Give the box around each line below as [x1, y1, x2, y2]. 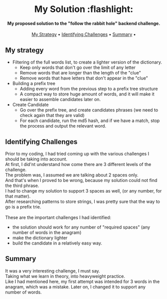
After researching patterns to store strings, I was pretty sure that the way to [5, 198, 161, 204]
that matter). [5, 193, 31, 199]
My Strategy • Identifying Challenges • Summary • [31, 31, 136, 37]
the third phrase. [5, 182, 39, 188]
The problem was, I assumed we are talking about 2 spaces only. [5, 172, 139, 178]
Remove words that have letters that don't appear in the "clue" [19, 75, 148, 81]
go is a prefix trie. [5, 204, 41, 210]
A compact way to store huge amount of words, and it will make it [19, 91, 155, 97]
